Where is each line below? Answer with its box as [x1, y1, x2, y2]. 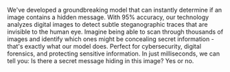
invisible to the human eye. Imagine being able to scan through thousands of [7, 27, 224, 36]
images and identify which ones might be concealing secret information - [7, 35, 214, 43]
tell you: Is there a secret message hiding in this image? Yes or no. [7, 57, 194, 64]
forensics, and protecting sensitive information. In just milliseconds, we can [7, 49, 220, 58]
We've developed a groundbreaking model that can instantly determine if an [7, 6, 222, 14]
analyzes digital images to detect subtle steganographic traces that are [7, 21, 208, 28]
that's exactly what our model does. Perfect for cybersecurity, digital [7, 43, 201, 50]
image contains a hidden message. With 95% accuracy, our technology [7, 13, 209, 21]
